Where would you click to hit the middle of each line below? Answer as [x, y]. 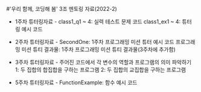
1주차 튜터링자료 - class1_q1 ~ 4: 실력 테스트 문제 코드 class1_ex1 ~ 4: [98, 22]
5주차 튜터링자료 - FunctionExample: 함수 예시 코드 [76, 82]
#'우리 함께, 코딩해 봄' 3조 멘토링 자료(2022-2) [62, 9]
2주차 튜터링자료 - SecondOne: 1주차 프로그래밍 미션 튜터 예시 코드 [94, 42]
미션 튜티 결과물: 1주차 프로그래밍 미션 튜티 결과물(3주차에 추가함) [99, 49]
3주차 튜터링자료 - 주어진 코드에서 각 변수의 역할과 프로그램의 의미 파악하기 [103, 62]
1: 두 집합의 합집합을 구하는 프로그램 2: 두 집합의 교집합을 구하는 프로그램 [100, 70]
